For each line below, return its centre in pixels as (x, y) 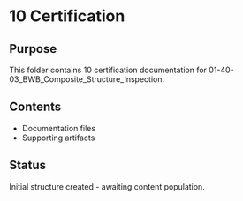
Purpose (33, 49)
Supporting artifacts (58, 138)
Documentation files (58, 128)
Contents (35, 107)
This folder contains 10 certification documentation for (108, 70)
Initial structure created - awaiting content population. (107, 186)
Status (28, 165)
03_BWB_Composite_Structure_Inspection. (87, 79)
